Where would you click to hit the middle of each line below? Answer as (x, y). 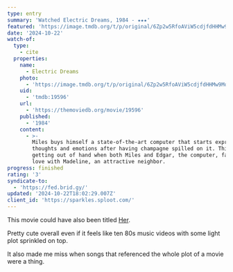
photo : (29, 78)
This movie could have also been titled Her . (69, 220)
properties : (31, 59)
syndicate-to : (28, 181)
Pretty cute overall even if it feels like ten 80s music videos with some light (114, 233)
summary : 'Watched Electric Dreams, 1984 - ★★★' (79, 20)
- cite (29, 53)
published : (35, 116)
